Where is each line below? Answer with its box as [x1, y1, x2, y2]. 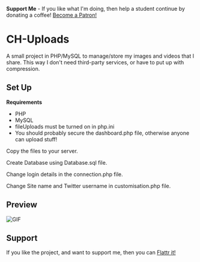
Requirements [6, 99, 43, 106]
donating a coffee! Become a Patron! [6, 11, 97, 19]
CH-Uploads [6, 32, 70, 46]
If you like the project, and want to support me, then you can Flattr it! [6, 249, 176, 256]
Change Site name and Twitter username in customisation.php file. [6, 182, 171, 189]
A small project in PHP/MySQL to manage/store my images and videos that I [6, 52, 194, 59]
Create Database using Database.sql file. [6, 159, 108, 166]
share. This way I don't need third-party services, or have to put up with [6, 58, 184, 65]
